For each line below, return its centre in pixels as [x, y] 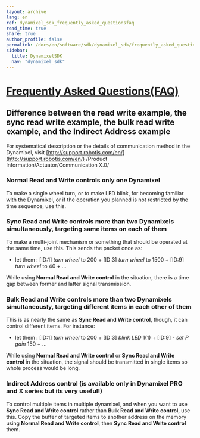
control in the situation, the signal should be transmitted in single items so [97, 362]
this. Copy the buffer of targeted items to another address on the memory [96, 417]
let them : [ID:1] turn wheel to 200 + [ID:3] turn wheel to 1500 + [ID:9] [99, 260]
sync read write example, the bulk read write [90, 122]
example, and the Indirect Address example [88, 132]
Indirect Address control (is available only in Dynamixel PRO [94, 384]
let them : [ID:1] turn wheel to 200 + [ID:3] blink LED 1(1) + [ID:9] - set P [101, 338]
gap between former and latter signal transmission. [69, 284]
